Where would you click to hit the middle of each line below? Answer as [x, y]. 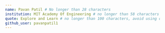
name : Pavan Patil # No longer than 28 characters [58, 9]
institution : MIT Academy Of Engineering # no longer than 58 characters [82, 14]
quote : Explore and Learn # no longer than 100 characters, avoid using [81, 18]
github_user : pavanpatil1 [31, 23]
